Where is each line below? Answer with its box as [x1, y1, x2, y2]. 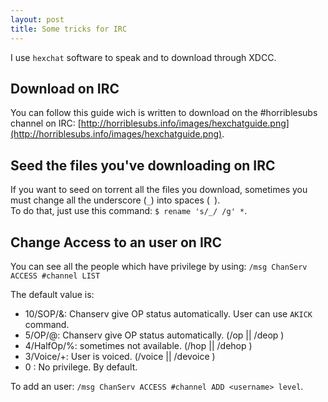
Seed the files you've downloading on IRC [10, 157, 276, 174]
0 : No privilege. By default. [24, 361, 138, 373]
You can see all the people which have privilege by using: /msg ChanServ [10, 260, 308, 272]
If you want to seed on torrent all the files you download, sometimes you [10, 184, 308, 196]
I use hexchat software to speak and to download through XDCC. [10, 51, 277, 63]
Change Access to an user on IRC [10, 234, 223, 251]
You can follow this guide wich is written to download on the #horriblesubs [10, 107, 318, 119]
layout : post [10, 14, 65, 25]
